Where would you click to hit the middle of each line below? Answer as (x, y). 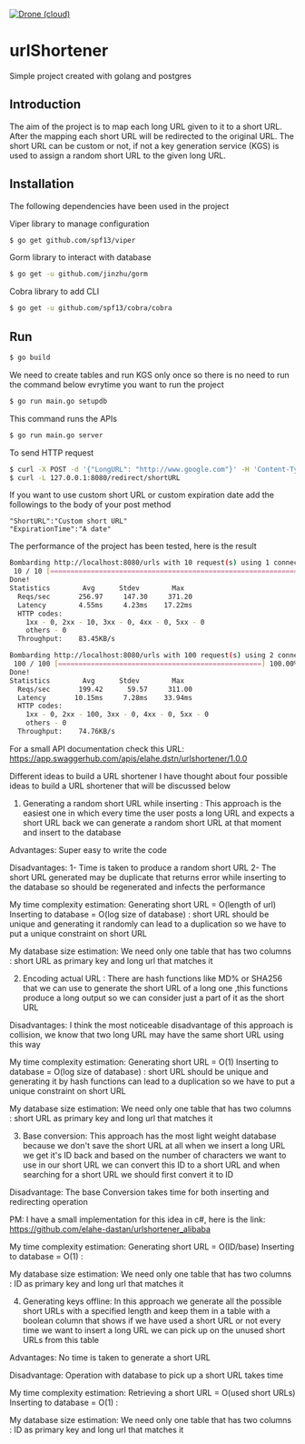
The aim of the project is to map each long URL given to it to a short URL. (146, 126)
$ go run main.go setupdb (58, 401)
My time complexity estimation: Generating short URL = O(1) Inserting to (144, 1062)
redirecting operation (49, 1201)
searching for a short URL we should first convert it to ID (128, 1174)
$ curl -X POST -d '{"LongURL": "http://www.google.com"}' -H (129, 469)
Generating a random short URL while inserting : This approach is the (152, 803)
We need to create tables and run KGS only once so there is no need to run (150, 375)
